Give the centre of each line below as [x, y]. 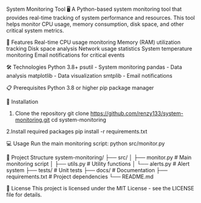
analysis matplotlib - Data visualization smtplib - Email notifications [89, 76]
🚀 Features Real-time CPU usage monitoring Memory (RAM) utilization [94, 42]
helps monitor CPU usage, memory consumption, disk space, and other [95, 24]
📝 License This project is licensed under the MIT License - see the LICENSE [100, 188]
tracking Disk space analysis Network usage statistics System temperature [99, 48]
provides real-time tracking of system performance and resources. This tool [101, 18]
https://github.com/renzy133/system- [137, 113]
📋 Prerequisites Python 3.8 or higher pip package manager [80, 88]
